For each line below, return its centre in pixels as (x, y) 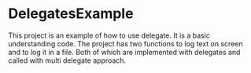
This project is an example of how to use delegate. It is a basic (109, 35)
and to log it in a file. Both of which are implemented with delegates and (124, 52)
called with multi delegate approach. (67, 60)
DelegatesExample (71, 14)
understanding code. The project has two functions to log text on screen (125, 43)
